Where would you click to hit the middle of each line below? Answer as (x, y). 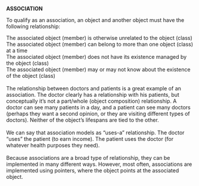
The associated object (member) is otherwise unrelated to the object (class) (99, 38)
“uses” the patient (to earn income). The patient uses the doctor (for (90, 139)
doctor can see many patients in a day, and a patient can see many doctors (98, 107)
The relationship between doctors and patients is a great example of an (94, 88)
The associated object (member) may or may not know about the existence (98, 70)
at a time (17, 51)
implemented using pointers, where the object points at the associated (93, 171)
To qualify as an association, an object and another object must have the (95, 20)
